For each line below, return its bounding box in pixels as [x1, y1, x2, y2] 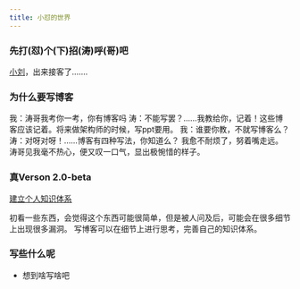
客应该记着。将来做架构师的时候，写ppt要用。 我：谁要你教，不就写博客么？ [9, 124, 290, 135]
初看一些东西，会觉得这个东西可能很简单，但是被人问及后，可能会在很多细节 [9, 212, 291, 223]
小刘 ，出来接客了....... [9, 66, 88, 77]
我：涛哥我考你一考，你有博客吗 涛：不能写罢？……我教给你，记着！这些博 [9, 113, 284, 123]
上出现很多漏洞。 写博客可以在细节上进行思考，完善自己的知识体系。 [9, 223, 262, 234]
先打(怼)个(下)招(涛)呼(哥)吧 [9, 44, 129, 56]
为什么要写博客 [9, 90, 74, 103]
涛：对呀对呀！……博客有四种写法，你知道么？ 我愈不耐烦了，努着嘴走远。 [9, 135, 284, 146]
